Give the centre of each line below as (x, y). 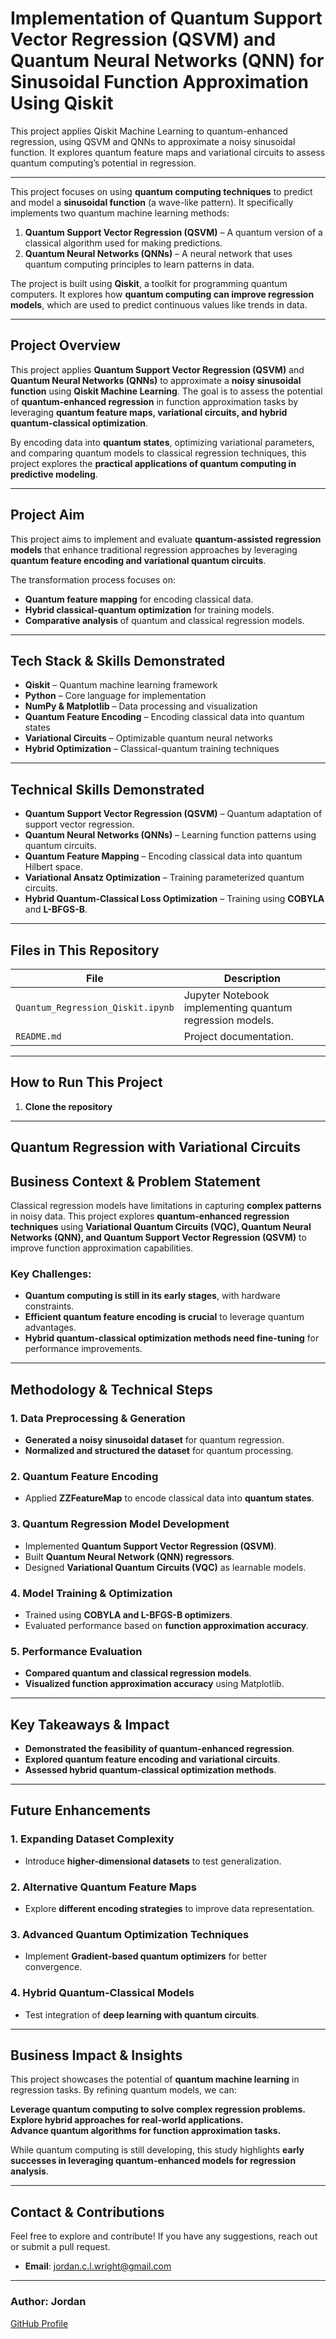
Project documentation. (238, 1036)
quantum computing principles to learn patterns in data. (139, 264)
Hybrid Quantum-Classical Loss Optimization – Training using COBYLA (174, 899)
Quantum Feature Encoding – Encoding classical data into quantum (164, 717)
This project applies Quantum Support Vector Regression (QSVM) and (157, 369)
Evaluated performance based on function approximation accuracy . (167, 1625)
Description (252, 978)
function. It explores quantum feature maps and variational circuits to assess (168, 152)
